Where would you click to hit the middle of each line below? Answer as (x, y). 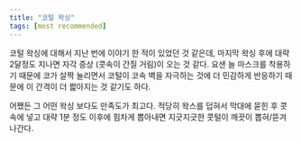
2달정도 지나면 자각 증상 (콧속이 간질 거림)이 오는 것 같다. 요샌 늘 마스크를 (138, 64)
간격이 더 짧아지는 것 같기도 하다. (93, 86)
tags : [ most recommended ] (58, 26)
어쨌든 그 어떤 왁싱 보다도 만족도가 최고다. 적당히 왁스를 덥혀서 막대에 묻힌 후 (144, 105)
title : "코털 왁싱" (42, 18)
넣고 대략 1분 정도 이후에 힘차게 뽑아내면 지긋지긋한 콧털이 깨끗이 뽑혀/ (149, 117)
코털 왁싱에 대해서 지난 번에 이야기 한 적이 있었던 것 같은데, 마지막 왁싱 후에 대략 (150, 53)
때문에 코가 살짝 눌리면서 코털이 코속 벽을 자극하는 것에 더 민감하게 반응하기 (151, 75)
